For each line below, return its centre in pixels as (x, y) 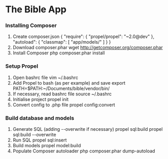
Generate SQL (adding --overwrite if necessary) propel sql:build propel (88, 129)
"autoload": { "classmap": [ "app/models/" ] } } (62, 42)
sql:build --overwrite (34, 135)
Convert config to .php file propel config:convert (64, 105)
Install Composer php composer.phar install (59, 53)
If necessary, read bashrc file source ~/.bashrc (62, 94)
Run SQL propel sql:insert (40, 140)
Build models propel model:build (47, 146)
